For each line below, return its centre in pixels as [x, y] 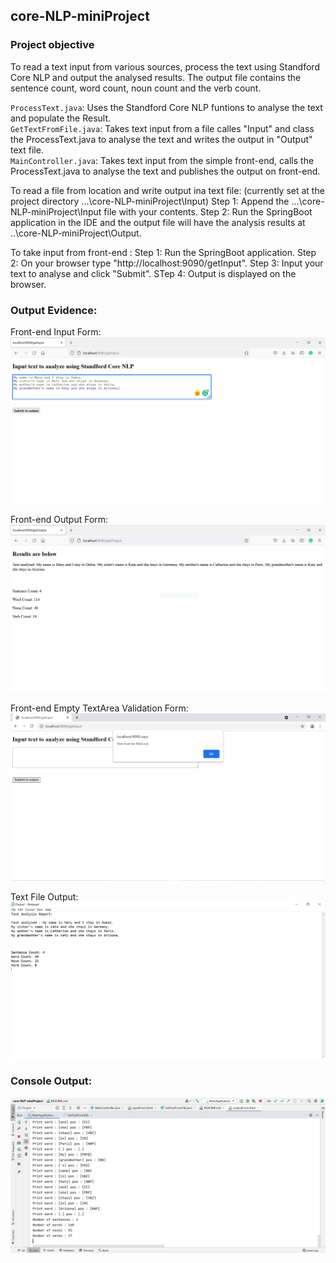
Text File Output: [44, 896]
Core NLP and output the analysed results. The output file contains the [156, 77]
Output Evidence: [54, 310]
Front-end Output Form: [59, 520]
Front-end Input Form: [56, 331]
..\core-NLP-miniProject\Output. [76, 233]
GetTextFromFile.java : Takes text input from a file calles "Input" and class [162, 128]
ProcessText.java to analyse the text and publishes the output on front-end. [165, 171]
